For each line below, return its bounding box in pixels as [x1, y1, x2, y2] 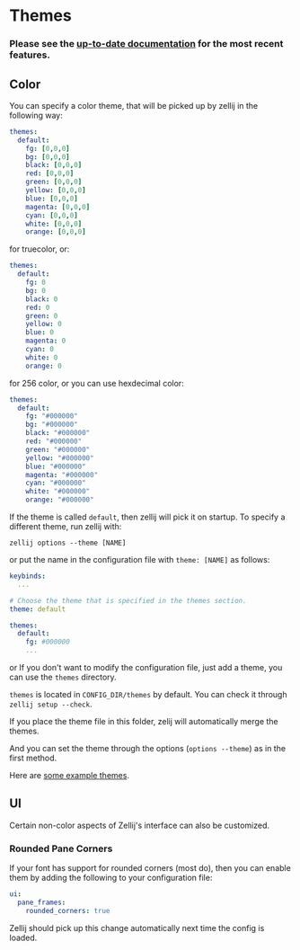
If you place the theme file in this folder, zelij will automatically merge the [9, 716, 278, 727]
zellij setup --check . [9, 698, 93, 710]
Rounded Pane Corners [9, 842, 113, 855]
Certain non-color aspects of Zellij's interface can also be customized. [9, 820, 270, 830]
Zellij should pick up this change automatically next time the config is [9, 922, 265, 933]
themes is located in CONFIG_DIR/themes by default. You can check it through [9, 689, 287, 700]
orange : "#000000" [25, 495, 94, 504]
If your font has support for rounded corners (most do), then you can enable [9, 863, 292, 874]
